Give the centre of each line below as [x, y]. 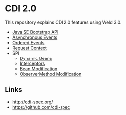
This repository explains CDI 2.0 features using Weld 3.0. [63, 22]
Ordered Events [28, 42]
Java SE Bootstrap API [35, 32]
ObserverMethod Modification [51, 74]
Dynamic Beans [36, 58]
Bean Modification [38, 69]
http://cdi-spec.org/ [32, 102]
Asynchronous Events [35, 37]
